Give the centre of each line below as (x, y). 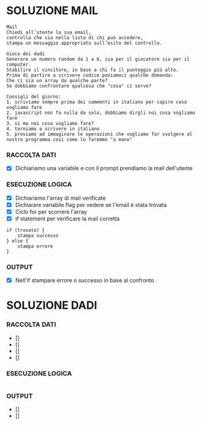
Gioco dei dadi (26, 54)
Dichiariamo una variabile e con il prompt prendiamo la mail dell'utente (104, 168)
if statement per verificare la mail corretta (68, 219)
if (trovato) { (26, 230)
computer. (19, 64)
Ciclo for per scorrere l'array (51, 211)
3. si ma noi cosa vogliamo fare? (50, 123)
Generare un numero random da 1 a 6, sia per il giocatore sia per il (98, 59)
